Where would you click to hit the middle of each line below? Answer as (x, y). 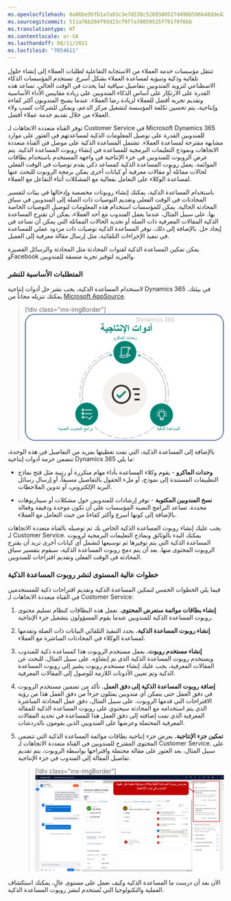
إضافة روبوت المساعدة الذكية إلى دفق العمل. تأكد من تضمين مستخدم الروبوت (116, 687)
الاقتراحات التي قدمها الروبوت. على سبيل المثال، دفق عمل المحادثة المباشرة (115, 701)
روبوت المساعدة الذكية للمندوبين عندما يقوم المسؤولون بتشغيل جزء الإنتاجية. (115, 617)
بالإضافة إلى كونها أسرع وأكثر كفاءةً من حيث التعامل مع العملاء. (97, 515)
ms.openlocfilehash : (37, 14)
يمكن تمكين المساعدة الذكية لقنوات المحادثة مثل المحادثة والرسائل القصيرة (104, 249)
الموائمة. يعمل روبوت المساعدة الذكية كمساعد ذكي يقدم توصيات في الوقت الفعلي (112, 164)
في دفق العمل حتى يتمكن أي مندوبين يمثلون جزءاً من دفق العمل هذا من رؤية (115, 694)
